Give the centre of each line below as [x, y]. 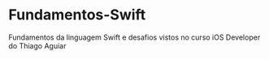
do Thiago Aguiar [37, 45]
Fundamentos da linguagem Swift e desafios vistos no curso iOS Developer [134, 37]
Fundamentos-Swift [77, 15]
